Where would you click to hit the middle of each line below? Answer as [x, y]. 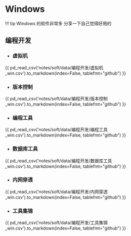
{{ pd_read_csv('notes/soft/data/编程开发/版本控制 [56, 98]
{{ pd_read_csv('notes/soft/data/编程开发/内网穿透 [56, 191]
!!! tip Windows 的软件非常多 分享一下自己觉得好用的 [58, 23]
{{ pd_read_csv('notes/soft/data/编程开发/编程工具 [56, 130]
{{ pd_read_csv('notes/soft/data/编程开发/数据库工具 [59, 161]
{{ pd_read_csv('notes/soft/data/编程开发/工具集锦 [56, 223]
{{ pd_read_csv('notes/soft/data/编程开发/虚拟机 [54, 67]
